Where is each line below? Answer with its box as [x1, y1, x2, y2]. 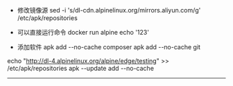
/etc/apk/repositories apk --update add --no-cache [7, 64, 155, 72]
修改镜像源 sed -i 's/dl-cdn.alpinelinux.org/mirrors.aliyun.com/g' [17, 6, 201, 14]
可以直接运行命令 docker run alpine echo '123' [17, 28, 149, 36]
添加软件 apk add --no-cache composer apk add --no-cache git [17, 43, 201, 51]
